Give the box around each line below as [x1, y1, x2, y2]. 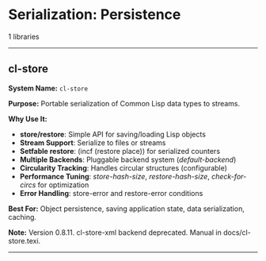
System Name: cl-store [8, 83, 89, 93]
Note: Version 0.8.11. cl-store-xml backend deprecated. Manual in [8, 228, 222, 237]
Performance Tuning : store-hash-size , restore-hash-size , [19, 171, 210, 181]
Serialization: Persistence [8, 6, 181, 24]
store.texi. [8, 236, 41, 245]
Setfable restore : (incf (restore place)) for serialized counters [19, 146, 220, 155]
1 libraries [8, 32, 40, 41]
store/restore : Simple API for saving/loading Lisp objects [19, 129, 206, 139]
